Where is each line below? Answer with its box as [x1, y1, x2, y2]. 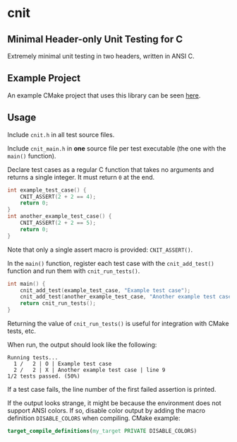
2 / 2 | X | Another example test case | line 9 [13, 366, 166, 373]
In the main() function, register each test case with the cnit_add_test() [7, 259, 214, 267]
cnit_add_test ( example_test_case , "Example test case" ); [20, 286, 191, 294]
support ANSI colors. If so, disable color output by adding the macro [7, 407, 206, 414]
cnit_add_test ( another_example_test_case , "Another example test [20, 293, 217, 301]
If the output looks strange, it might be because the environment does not [7, 399, 221, 407]
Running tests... [7, 354, 59, 361]
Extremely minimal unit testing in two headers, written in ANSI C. [7, 52, 195, 60]
